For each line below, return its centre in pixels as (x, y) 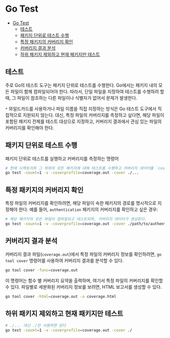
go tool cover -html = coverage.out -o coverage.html (61, 296)
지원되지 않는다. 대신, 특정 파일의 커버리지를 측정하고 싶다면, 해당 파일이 (93, 115)
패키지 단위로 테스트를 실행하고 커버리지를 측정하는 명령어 (62, 159)
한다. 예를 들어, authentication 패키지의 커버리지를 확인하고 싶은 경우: (88, 209)
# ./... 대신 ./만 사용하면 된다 (36, 326)
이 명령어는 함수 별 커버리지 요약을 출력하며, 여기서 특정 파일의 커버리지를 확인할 (84, 281)
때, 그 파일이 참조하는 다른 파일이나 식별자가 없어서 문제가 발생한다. (71, 98)
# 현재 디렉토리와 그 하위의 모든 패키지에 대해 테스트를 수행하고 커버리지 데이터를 (79, 168)
